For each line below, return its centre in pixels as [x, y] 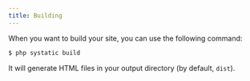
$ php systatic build [44, 52]
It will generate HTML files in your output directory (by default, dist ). [122, 67]
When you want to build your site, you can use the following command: [125, 38]
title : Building [35, 15]
